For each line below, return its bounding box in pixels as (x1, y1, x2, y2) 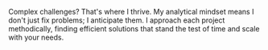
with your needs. (8, 32, 64, 42)
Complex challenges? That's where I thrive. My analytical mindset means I (8, 7, 254, 16)
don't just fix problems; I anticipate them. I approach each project (8, 15, 225, 25)
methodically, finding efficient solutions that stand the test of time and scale (8, 24, 260, 33)
